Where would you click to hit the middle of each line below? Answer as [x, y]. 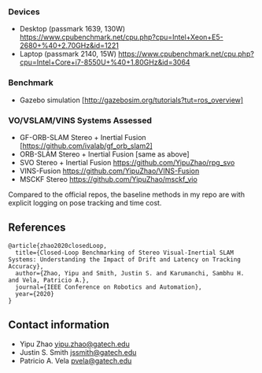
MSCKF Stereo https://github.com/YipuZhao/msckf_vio [109, 179]
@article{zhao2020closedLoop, [58, 246]
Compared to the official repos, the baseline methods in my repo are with [127, 194]
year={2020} [35, 294]
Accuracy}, [26, 266]
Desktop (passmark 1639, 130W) [72, 29]
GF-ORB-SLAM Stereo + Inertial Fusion [83, 137]
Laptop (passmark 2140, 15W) [68, 54]
